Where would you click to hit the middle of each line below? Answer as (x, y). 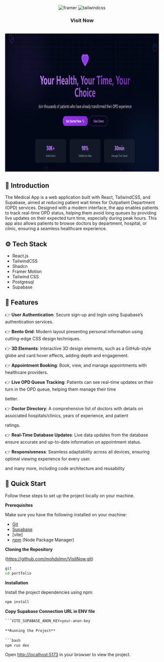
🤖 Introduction (27, 185)
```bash (13, 641)
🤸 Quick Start (26, 484)
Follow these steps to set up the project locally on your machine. (70, 496)
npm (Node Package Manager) (43, 540)
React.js (20, 256)
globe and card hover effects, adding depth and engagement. (67, 355)
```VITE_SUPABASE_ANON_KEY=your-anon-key (48, 621)
